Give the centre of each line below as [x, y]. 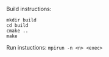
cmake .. [17, 31]
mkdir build [21, 20]
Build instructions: [29, 9]
